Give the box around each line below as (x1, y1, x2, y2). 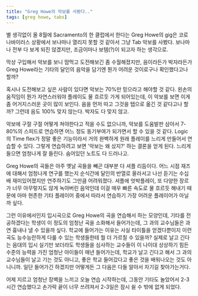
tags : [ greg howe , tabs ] (6, 14, 67, 20)
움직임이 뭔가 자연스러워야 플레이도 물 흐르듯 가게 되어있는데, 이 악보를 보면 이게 (6, 93, 191, 100)
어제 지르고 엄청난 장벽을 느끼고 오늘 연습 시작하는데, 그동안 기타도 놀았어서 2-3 (6, 275, 190, 283)
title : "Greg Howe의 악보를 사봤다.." (6, 8, 93, 15)
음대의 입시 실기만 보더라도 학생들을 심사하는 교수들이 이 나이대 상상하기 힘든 (12, 241, 189, 248)
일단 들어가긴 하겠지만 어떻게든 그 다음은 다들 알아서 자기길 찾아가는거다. (23, 263, 191, 270)
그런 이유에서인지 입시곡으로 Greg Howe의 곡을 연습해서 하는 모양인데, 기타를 (6, 212, 185, 219)
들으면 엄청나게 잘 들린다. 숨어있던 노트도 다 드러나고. (6, 150, 129, 157)
